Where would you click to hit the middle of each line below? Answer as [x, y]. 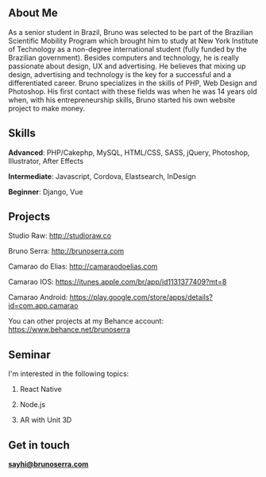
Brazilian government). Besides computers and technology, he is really [124, 57]
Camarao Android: [38, 297]
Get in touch [39, 445]
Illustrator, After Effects [46, 161]
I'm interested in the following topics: [69, 374]
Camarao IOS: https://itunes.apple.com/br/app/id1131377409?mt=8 [118, 282]
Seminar [29, 354]
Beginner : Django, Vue [46, 192]
